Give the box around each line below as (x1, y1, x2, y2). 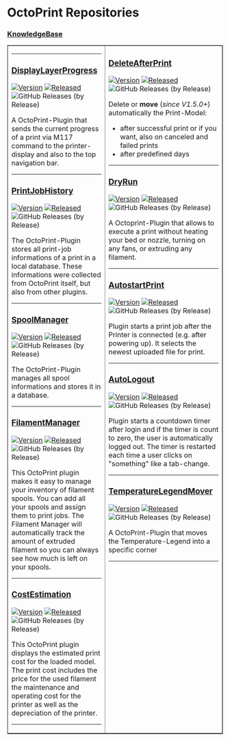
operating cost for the (11, 691, 81, 701)
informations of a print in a (11, 253, 97, 263)
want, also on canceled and (119, 132, 209, 142)
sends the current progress (11, 124, 99, 134)
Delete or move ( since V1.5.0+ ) (108, 99, 211, 109)
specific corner (108, 545, 157, 555)
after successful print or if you (119, 123, 217, 133)
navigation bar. (11, 158, 60, 168)
